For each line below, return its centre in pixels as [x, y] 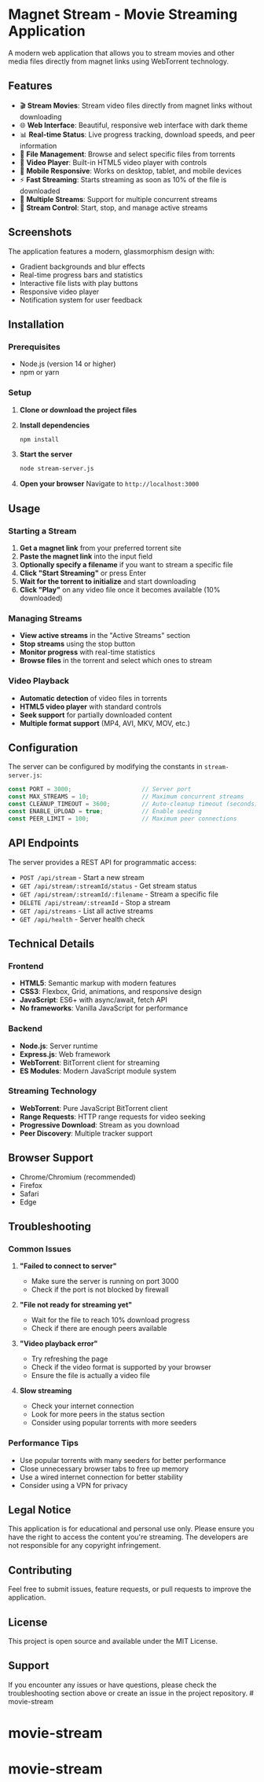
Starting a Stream [42, 530]
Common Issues [40, 1248]
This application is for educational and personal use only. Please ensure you [131, 1529]
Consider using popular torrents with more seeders [114, 1423]
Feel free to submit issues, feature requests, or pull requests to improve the [130, 1589]
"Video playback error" [59, 1344]
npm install [39, 439]
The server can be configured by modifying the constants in [105, 767]
